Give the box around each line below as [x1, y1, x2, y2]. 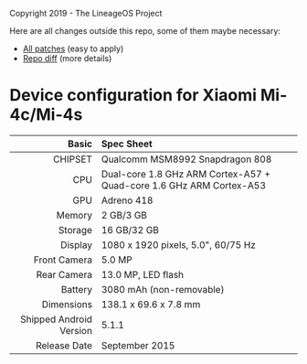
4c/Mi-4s [9, 104, 83, 125]
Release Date [35, 338, 93, 351]
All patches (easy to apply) [22, 43, 124, 54]
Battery [60, 283, 93, 295]
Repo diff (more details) [22, 53, 112, 63]
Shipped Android [19, 313, 93, 326]
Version [58, 324, 93, 337]
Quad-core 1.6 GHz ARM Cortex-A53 [101, 178, 267, 191]
